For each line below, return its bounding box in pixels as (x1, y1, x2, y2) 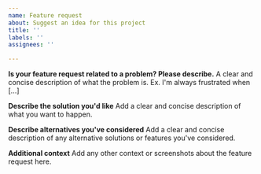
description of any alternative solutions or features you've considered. (8, 133, 236, 143)
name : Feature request (8, 11, 83, 20)
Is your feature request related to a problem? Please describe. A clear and (8, 69, 253, 79)
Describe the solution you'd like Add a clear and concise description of (8, 102, 241, 111)
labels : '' (8, 33, 44, 42)
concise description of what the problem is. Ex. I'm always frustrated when (8, 78, 251, 87)
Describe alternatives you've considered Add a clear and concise (8, 125, 225, 135)
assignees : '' (8, 41, 55, 49)
